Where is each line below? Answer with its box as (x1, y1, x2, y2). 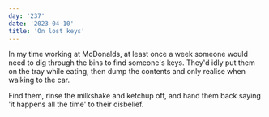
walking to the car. (8, 75, 70, 85)
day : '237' (8, 11, 45, 20)
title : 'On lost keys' (8, 27, 85, 35)
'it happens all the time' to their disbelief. (8, 99, 144, 110)
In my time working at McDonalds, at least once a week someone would (8, 50, 249, 59)
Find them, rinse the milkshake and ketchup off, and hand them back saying (8, 91, 262, 101)
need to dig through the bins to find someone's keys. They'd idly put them (8, 58, 255, 67)
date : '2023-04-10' (8, 19, 75, 28)
